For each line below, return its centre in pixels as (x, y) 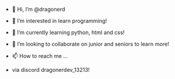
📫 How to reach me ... (40, 56)
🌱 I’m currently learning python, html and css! (68, 32)
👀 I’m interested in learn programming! (59, 21)
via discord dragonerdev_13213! (51, 70)
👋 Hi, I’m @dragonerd (38, 9)
